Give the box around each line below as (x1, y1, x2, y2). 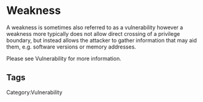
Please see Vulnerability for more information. (6, 55, 122, 62)
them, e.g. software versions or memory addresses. (6, 43, 137, 50)
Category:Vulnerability (6, 89, 63, 96)
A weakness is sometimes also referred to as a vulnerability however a (6, 24, 183, 31)
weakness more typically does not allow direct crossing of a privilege (6, 30, 180, 37)
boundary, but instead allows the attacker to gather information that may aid (6, 36, 197, 44)
